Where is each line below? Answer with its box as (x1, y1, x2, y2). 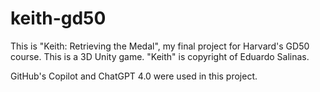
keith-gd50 (10, 7, 107, 30)
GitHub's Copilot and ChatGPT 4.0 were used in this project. (10, 70, 258, 82)
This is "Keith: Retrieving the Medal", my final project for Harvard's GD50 (10, 40, 310, 52)
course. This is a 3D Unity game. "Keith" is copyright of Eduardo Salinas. (10, 50, 310, 62)
